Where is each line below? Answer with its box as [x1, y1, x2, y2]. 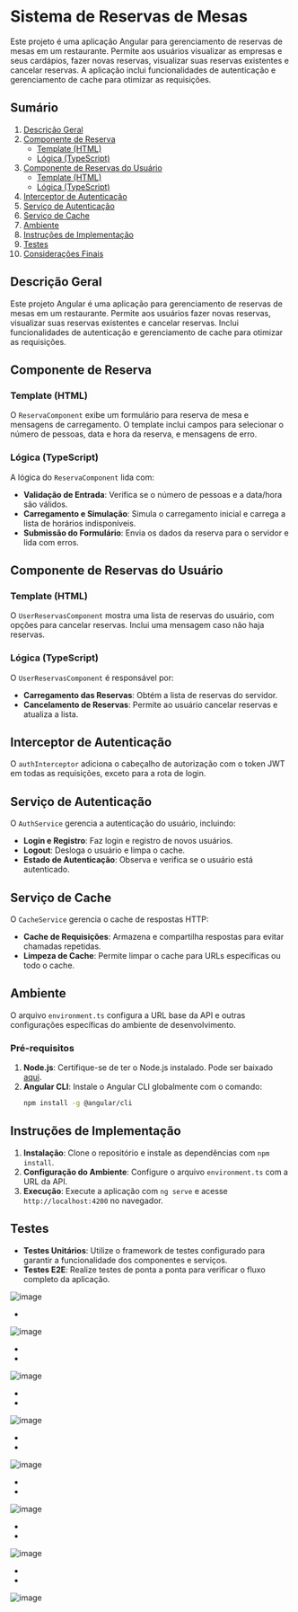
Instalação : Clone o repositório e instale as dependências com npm [22, 1147, 270, 1158]
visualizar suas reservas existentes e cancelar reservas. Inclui [10, 317, 239, 328]
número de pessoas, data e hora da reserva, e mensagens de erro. [10, 429, 258, 439]
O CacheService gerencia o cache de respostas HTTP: [10, 914, 209, 925]
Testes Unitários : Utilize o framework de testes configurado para [22, 1244, 266, 1255]
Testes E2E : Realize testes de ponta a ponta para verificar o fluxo [22, 1264, 266, 1275]
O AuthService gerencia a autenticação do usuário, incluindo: [10, 818, 236, 828]
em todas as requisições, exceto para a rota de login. [10, 768, 206, 779]
